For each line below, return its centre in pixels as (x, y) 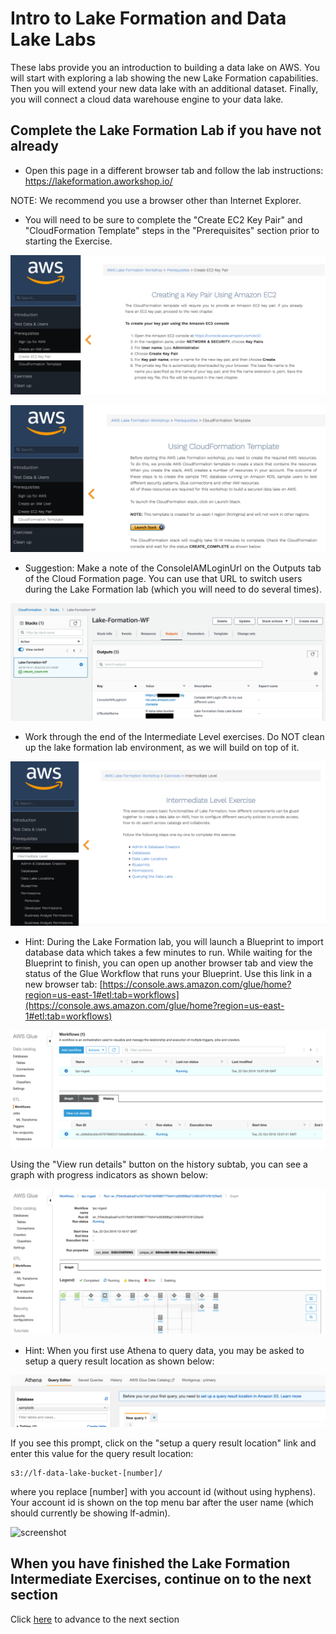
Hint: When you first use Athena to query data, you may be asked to (164, 1351)
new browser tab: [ (63, 984)
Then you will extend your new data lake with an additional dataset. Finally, (164, 88)
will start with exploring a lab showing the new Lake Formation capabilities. (164, 78)
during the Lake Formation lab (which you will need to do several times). (173, 589)
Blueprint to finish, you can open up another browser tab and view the (169, 963)
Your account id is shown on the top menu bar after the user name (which (162, 1502)
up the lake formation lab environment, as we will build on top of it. (162, 747)
